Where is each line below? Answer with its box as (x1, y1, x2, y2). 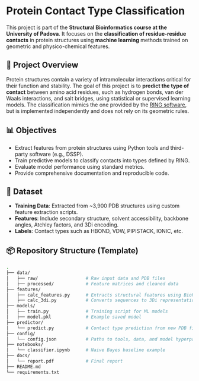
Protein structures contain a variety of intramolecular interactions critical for (6, 75, 191, 83)
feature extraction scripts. (14, 209, 78, 216)
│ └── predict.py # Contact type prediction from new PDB (6, 325, 187, 331)
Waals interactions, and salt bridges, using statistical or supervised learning (6, 95, 191, 102)
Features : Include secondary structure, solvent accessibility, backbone (14, 215, 188, 222)
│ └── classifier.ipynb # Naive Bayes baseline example (6, 347, 166, 353)
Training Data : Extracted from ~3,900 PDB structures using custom (14, 202, 180, 209)
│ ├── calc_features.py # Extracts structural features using (6, 292, 182, 298)
